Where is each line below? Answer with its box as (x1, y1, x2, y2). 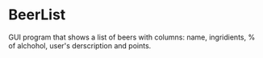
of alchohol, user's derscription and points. (8, 40, 152, 50)
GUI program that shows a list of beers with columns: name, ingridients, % (8, 32, 256, 42)
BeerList (8, 6, 66, 24)
